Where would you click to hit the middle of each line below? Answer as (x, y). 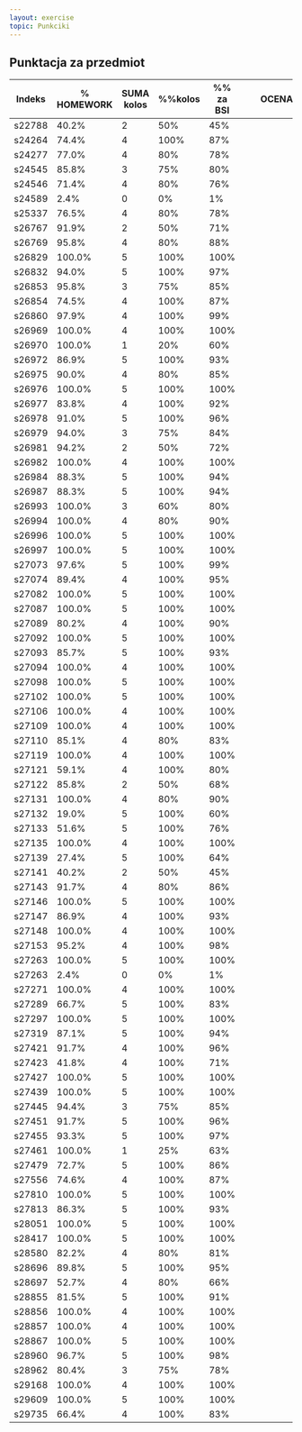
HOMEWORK (85, 105)
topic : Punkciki (40, 26)
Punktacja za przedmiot (77, 63)
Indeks (31, 99)
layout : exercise (42, 18)
